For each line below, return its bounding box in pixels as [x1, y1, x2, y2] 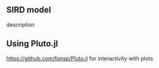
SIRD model [6, 5, 52, 15]
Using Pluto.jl [6, 39, 58, 49]
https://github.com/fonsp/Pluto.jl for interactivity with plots [6, 55, 154, 62]
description [6, 21, 35, 28]
